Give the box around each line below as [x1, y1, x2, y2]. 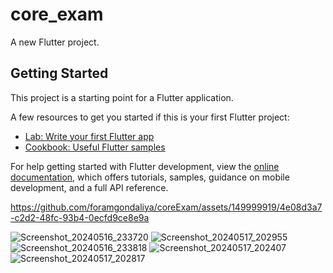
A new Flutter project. [10, 36, 100, 48]
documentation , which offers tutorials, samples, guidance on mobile [10, 171, 290, 183]
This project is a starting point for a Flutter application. [10, 91, 234, 103]
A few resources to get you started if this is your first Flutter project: [10, 111, 290, 123]
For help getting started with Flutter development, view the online [10, 160, 280, 172]
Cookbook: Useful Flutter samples [24, 141, 166, 153]
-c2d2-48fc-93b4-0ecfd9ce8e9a [10, 211, 150, 223]
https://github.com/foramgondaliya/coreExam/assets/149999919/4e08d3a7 [10, 201, 323, 213]
